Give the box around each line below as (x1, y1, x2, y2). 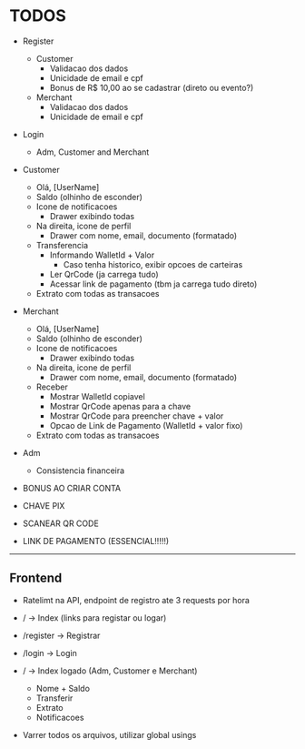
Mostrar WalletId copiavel (49, 390, 145, 401)
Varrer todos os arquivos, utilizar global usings (22, 729, 197, 740)
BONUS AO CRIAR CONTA (22, 482, 121, 493)
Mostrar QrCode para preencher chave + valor (49, 410, 224, 421)
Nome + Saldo (35, 683, 91, 693)
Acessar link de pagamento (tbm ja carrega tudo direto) (49, 278, 258, 289)
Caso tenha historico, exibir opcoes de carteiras (63, 258, 243, 269)
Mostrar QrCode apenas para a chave (49, 400, 192, 411)
